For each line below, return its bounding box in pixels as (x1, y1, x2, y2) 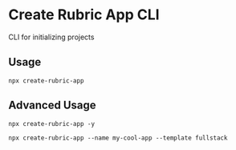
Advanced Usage (8, 99, 96, 112)
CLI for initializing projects (8, 32, 95, 42)
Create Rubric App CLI (8, 6, 160, 24)
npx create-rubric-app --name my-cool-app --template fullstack (8, 134, 228, 142)
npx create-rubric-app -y (8, 120, 95, 128)
